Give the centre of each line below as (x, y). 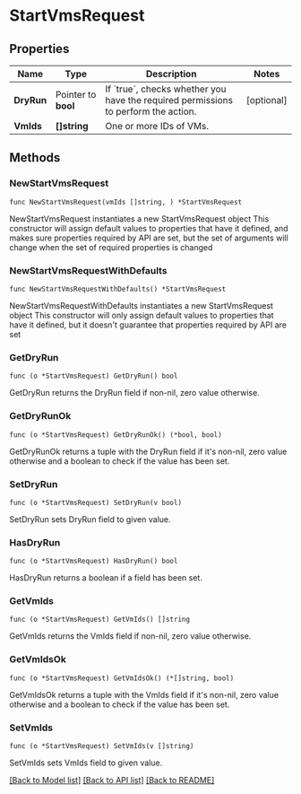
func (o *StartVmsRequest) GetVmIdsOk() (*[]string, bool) (122, 678)
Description (171, 74)
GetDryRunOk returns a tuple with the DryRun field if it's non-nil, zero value (148, 451)
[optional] (267, 100)
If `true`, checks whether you (166, 89)
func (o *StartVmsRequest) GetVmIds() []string (100, 620)
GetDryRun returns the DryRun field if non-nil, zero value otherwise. (134, 393)
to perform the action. (151, 111)
